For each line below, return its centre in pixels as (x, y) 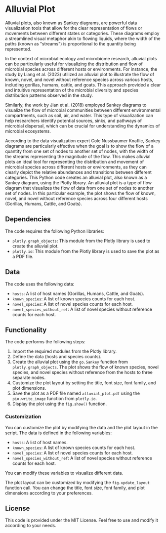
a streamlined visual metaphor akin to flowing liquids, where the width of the (83, 39)
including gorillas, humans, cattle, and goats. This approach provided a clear (83, 84)
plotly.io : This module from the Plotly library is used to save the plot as (86, 251)
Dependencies (28, 219)
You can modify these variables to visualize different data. (64, 473)
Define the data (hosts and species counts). (57, 357)
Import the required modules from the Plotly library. (64, 351)
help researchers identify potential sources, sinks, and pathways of (74, 121)
